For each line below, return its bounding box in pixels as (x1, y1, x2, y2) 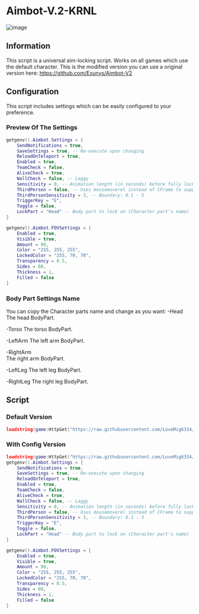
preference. (6, 109, 35, 116)
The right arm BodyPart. (6, 355, 65, 362)
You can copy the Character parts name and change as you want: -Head (6, 308, 184, 315)
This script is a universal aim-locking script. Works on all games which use (6, 56, 188, 64)
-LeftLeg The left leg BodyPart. (6, 366, 82, 374)
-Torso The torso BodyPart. (6, 325, 73, 333)
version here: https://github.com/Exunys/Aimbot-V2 (6, 69, 132, 77)
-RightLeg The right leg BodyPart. (6, 378, 89, 385)
